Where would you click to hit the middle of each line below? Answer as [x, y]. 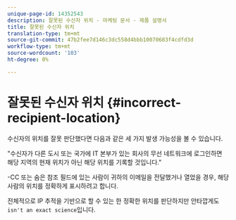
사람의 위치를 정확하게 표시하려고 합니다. [63, 186]
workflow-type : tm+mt [39, 46]
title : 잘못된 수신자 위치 [41, 27]
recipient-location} [64, 118]
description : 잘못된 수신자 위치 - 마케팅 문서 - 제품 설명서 [87, 20]
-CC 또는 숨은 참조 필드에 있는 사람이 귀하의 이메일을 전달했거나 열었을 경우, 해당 [118, 177]
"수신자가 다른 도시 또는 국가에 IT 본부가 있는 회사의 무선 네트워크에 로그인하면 [115, 153]
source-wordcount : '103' [44, 53]
